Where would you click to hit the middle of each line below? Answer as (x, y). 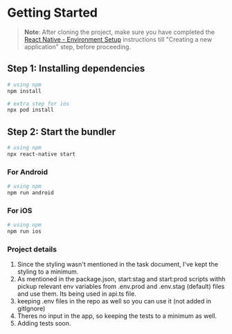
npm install (24, 91)
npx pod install (30, 110)
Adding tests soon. (44, 324)
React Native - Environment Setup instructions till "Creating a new (118, 39)
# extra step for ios (38, 103)
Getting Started (53, 13)
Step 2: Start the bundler (62, 132)
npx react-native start (42, 154)
